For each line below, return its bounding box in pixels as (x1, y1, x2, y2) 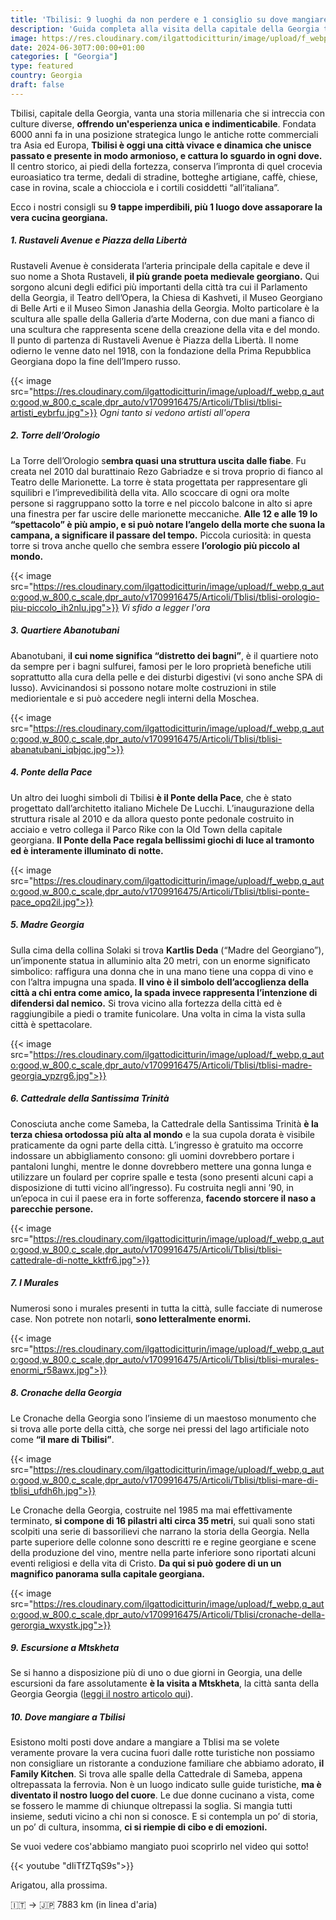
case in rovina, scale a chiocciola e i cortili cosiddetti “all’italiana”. (10, 181, 280, 193)
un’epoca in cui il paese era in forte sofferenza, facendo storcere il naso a (10, 1192, 317, 1204)
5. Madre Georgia (10, 919, 85, 931)
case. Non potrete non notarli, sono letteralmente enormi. (10, 1312, 252, 1325)
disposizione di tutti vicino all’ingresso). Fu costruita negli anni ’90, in (10, 1181, 294, 1193)
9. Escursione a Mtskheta (10, 1642, 120, 1654)
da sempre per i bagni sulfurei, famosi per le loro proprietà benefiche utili (10, 660, 312, 672)
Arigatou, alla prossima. (10, 1879, 108, 1891)
